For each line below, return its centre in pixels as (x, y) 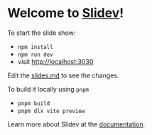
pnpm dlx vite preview (51, 111)
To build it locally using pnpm (48, 89)
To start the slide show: (42, 33)
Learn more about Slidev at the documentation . (76, 124)
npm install (35, 47)
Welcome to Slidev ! (66, 13)
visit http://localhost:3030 (55, 61)
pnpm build (34, 103)
